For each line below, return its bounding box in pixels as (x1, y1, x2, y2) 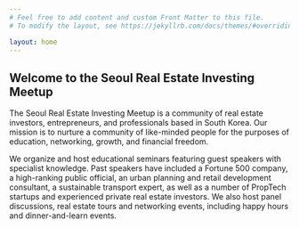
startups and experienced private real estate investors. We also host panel (9, 191, 282, 202)
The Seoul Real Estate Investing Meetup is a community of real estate (9, 108, 264, 118)
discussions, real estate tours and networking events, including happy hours (9, 201, 289, 212)
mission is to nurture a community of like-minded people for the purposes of (9, 126, 289, 138)
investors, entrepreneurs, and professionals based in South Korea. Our (9, 118, 268, 128)
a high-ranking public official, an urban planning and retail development (9, 173, 271, 183)
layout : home (9, 37, 58, 46)
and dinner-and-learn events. (9, 210, 117, 221)
